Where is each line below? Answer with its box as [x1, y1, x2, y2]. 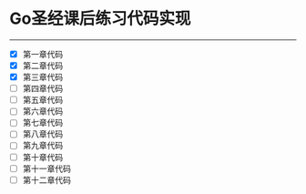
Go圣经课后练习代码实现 [9, 8, 191, 29]
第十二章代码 [22, 174, 71, 185]
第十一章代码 [22, 163, 71, 174]
